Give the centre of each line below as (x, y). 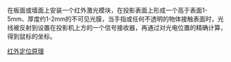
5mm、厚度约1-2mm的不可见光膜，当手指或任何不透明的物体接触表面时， (112, 19)
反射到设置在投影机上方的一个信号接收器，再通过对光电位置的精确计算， (123, 28)
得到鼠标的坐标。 (32, 36)
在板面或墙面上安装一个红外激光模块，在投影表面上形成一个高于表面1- (107, 10)
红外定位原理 (25, 51)
